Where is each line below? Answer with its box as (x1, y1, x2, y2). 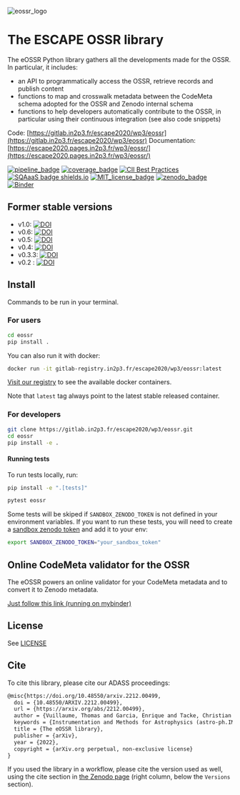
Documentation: (149, 136, 196, 144)
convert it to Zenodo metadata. (7, 586, 99, 594)
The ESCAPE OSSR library (7, 32, 164, 48)
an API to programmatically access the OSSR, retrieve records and (17, 76, 214, 85)
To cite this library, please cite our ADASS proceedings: (7, 679, 170, 687)
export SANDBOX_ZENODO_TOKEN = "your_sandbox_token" (7, 539, 161, 546)
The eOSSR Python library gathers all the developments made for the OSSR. (7, 55, 231, 64)
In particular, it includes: (7, 63, 79, 71)
